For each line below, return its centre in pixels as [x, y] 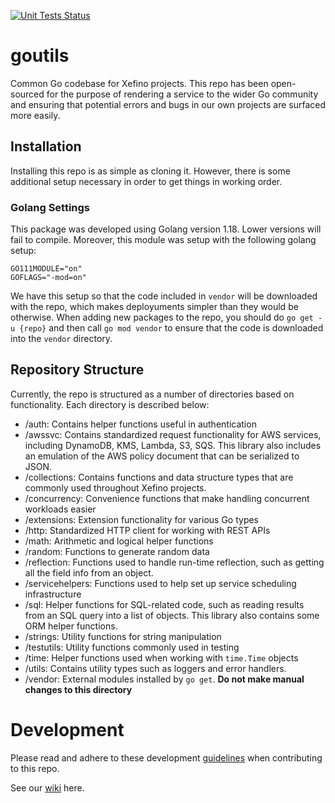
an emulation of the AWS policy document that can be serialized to [162, 456]
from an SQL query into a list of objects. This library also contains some [172, 615]
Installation [46, 146]
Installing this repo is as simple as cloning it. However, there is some [150, 171]
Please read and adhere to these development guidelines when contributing [166, 757]
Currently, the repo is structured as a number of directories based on [152, 394]
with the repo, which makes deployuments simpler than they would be [154, 307]
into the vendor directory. [61, 339]
